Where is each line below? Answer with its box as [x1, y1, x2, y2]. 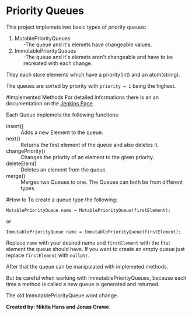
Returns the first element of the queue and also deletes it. [20, 141, 159, 148]
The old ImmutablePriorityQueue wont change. [6, 291, 118, 299]
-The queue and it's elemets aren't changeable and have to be [23, 53, 173, 60]
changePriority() [6, 147, 46, 154]
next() [6, 135, 20, 142]
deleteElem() [6, 160, 37, 167]
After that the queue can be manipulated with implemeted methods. [6, 263, 169, 270]
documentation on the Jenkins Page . [6, 99, 95, 107]
